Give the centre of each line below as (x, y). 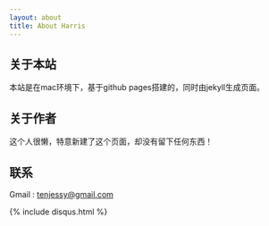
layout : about (36, 17)
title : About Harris (48, 26)
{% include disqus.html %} (59, 212)
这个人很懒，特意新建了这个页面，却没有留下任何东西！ (111, 142)
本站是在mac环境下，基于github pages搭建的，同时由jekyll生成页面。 (137, 88)
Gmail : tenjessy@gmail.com (62, 194)
